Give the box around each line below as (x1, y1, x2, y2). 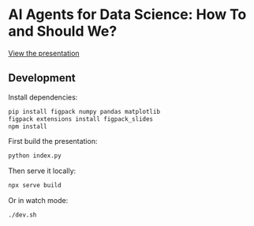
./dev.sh (8, 211, 37, 219)
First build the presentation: (8, 137, 98, 146)
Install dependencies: (8, 92, 78, 102)
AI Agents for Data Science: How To (8, 6, 247, 24)
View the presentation (8, 48, 80, 58)
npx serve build (8, 182, 62, 190)
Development (8, 71, 77, 85)
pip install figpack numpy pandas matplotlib (8, 107, 160, 115)
